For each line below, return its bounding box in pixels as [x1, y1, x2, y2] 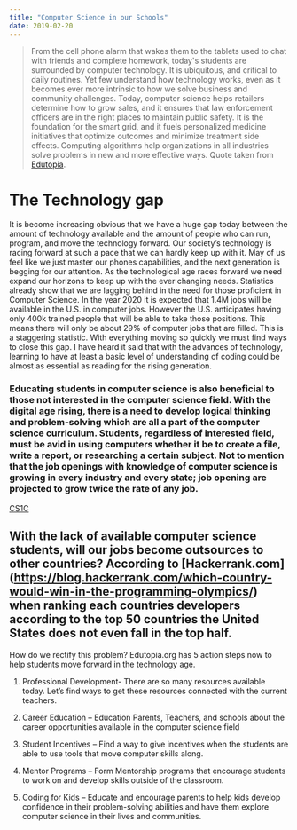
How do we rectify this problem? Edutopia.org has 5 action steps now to [9, 649, 272, 660]
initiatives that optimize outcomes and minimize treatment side [30, 130, 260, 141]
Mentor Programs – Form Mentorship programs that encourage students [21, 765, 286, 776]
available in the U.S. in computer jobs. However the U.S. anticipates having [9, 304, 282, 315]
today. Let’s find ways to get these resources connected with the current [21, 685, 288, 696]
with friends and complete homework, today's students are [30, 55, 246, 66]
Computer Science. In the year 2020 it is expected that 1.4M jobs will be [9, 295, 272, 305]
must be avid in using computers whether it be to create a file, [9, 439, 281, 451]
